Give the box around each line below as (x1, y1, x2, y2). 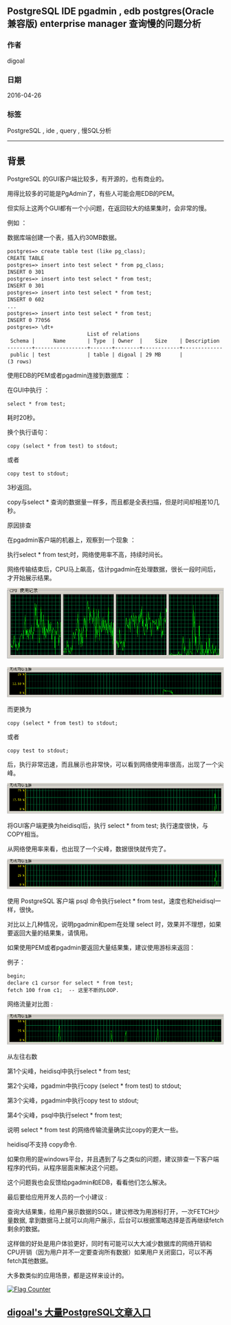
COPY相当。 (7, 830, 43, 838)
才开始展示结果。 (7, 574, 56, 582)
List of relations (87, 331, 140, 338)
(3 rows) (7, 358, 32, 365)
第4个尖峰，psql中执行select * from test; (7, 1111, 122, 1119)
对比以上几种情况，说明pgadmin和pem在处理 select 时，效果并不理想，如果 (7, 920, 222, 929)
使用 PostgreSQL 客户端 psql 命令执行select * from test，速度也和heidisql (7, 897, 215, 905)
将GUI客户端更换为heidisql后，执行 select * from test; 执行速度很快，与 (7, 821, 208, 829)
